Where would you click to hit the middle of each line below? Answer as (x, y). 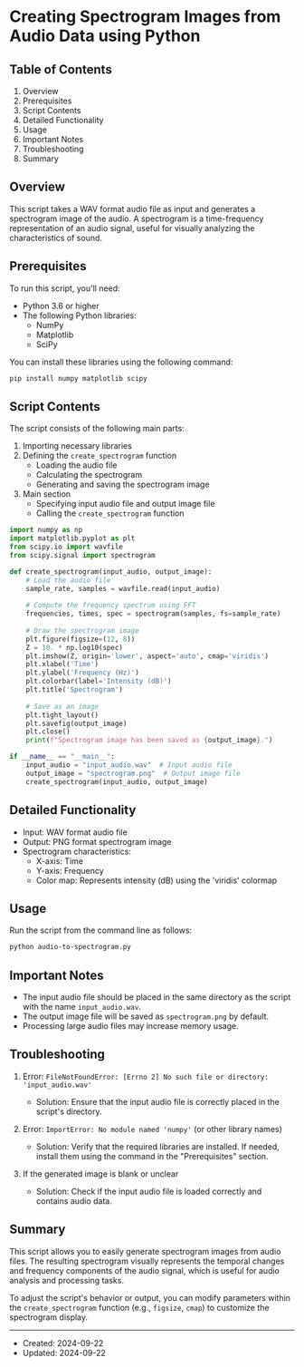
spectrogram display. (49, 1317)
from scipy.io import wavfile (66, 547)
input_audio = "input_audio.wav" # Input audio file (129, 765)
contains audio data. (74, 1201)
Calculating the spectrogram (89, 475)
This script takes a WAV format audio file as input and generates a (133, 208)
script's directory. (69, 1111)
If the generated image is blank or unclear (100, 1173)
